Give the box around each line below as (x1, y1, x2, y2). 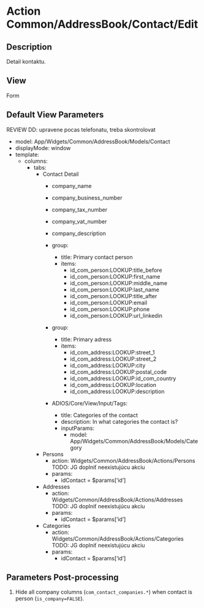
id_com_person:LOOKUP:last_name (70, 286, 159, 293)
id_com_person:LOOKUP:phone (70, 305, 150, 313)
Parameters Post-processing (6, 572, 119, 583)
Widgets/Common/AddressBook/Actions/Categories (51, 535, 184, 542)
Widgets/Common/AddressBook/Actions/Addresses (51, 496, 183, 503)
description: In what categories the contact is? (61, 418, 178, 425)
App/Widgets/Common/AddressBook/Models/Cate (70, 437, 198, 445)
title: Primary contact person (61, 253, 133, 261)
